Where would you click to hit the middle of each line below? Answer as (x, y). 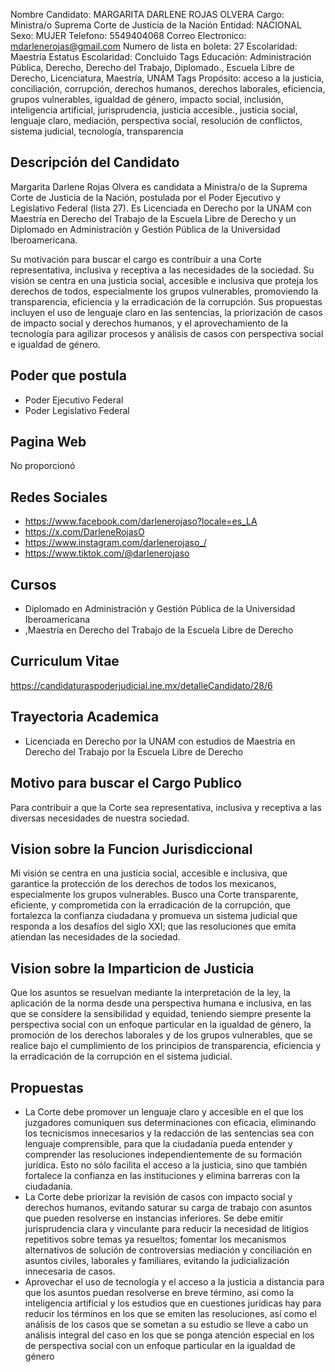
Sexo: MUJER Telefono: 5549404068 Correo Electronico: (128, 35)
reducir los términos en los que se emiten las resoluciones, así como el (170, 1313)
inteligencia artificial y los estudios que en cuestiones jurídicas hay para (173, 1303)
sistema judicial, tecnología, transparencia (97, 131)
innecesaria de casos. (70, 1271)
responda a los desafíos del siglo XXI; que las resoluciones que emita (153, 926)
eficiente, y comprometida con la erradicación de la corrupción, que (150, 905)
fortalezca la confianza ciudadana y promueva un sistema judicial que (154, 916)
